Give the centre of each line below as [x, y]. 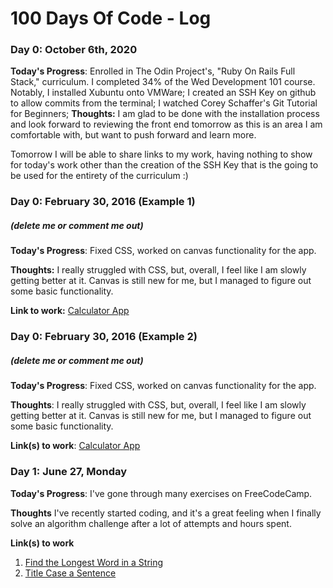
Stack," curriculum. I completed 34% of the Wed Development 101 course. [163, 82]
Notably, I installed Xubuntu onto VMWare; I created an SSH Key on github [163, 93]
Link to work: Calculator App [70, 311]
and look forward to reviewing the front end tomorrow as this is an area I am [166, 124]
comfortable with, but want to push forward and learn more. [133, 135]
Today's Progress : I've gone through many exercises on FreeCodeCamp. [161, 493]
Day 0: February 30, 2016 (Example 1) [103, 202]
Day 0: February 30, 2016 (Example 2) [104, 337]
